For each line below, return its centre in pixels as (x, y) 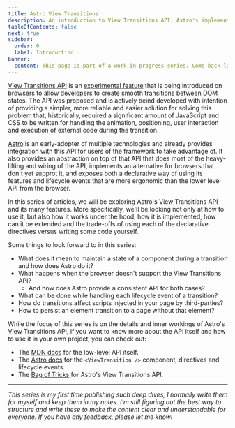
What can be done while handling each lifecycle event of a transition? (118, 295)
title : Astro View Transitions (53, 14)
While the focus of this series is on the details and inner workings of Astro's (116, 324)
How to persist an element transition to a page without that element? (116, 310)
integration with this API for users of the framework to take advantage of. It (115, 151)
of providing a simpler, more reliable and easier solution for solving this (110, 108)
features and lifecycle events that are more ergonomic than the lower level (115, 180)
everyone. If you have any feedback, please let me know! (90, 417)
